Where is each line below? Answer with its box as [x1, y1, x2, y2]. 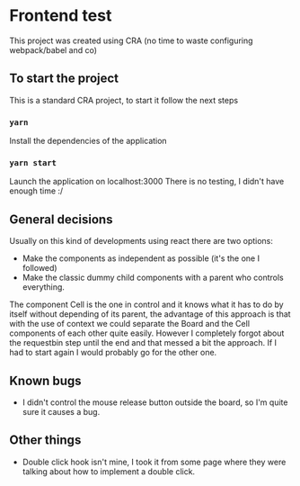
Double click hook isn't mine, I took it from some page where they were [22, 456, 287, 467]
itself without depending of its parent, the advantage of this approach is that [9, 309, 291, 319]
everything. [22, 282, 66, 292]
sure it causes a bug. [22, 406, 101, 417]
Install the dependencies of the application [9, 136, 168, 147]
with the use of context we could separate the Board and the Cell [9, 319, 250, 329]
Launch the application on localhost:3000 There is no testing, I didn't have [9, 176, 285, 187]
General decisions [9, 211, 113, 227]
